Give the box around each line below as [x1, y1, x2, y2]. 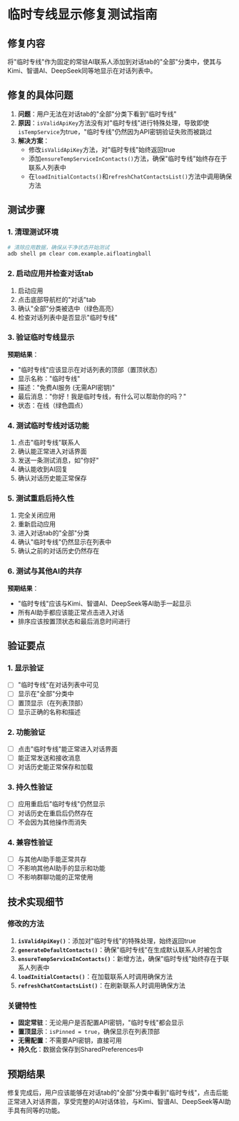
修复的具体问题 [7, 89, 73, 101]
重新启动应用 [17, 520, 56, 528]
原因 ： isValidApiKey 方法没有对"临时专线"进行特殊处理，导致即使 [17, 119, 209, 127]
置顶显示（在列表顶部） [17, 698, 87, 707]
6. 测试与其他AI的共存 [7, 566, 82, 576]
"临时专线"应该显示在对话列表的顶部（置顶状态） [17, 365, 162, 373]
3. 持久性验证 [7, 783, 53, 793]
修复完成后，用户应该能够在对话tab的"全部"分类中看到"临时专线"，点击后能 [7, 1088, 229, 1097]
